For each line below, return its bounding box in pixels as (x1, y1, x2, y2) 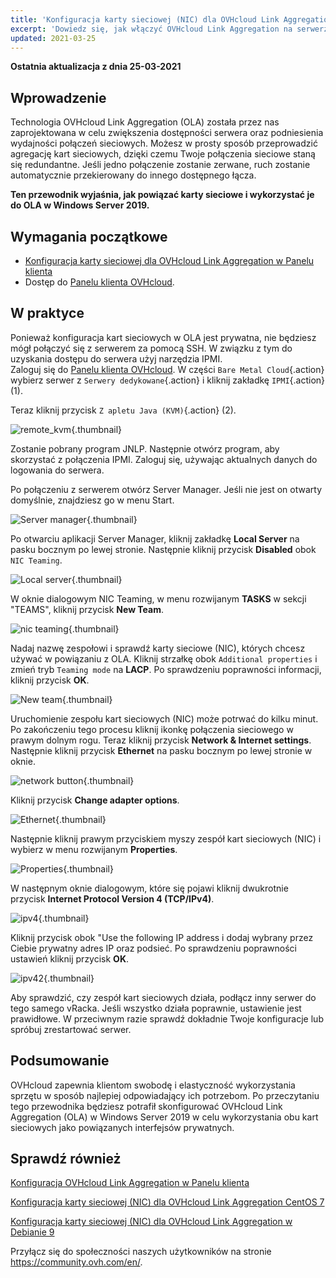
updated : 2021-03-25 (10, 33, 97, 43)
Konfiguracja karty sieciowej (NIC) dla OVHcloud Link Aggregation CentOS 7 (10, 1196, 325, 1208)
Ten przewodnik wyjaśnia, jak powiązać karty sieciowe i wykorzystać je (10, 189, 315, 201)
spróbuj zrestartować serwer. (10, 1023, 132, 1035)
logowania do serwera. (10, 464, 105, 476)
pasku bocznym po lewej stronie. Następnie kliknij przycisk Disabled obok (10, 543, 317, 555)
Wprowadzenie (10, 89, 107, 106)
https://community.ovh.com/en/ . (10, 1256, 143, 1268)
